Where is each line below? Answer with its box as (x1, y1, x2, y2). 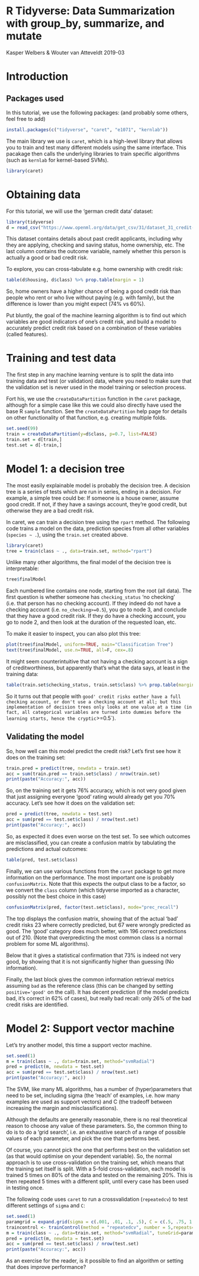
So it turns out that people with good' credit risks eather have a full (6, 693, 181, 700)
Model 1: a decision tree (6, 462, 125, 476)
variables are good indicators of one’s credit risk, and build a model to (6, 318, 176, 326)
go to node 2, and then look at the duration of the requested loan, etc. (6, 618, 176, 626)
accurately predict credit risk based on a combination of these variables (6, 324, 182, 331)
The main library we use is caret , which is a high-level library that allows (6, 138, 183, 145)
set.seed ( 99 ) (6, 426, 38, 432)
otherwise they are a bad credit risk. (6, 507, 95, 514)
